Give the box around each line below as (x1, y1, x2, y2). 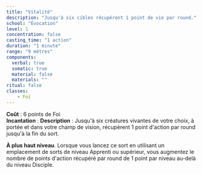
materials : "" (12, 77, 47, 83)
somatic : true (12, 65, 47, 72)
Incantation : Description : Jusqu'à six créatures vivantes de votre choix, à (6, 117, 194, 124)
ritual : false (6, 83, 42, 89)
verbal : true (12, 60, 45, 66)
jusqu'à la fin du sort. (6, 130, 59, 137)
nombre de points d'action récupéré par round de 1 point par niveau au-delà (6, 155, 196, 162)
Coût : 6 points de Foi (6, 110, 61, 117)
